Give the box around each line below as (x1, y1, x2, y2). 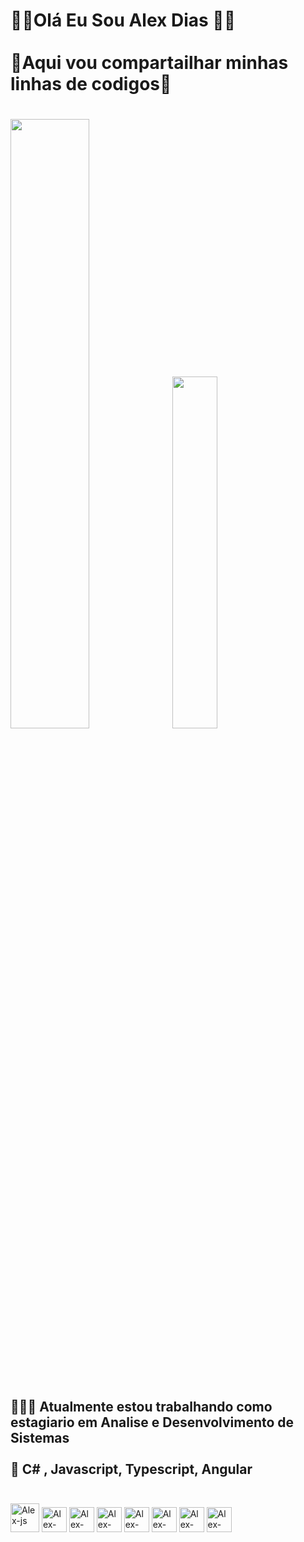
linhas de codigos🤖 (10, 73, 172, 96)
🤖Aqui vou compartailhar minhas (10, 52, 289, 74)
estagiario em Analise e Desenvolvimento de (10, 1414, 295, 1431)
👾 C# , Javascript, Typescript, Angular (10, 1460, 253, 1478)
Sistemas (10, 1429, 70, 1446)
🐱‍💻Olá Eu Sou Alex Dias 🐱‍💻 (10, 9, 237, 32)
